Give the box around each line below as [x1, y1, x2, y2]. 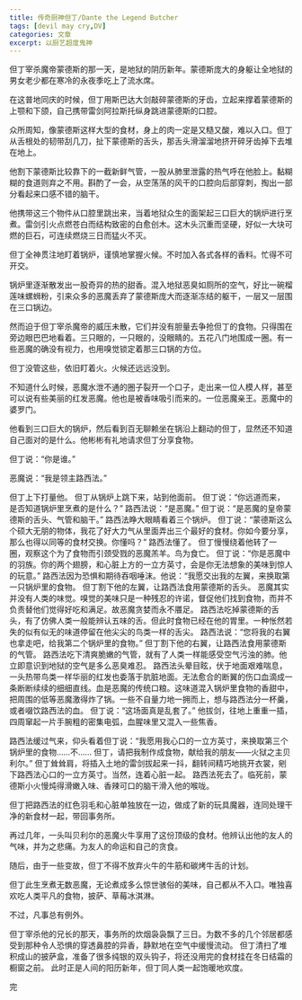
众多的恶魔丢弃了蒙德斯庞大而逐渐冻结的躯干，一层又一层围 [71, 291, 293, 302]
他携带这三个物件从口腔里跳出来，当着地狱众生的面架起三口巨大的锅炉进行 [9, 208, 285, 218]
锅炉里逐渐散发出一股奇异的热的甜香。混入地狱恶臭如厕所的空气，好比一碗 [9, 279, 285, 290]
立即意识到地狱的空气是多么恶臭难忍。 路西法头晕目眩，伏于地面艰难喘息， [9, 660, 288, 671]
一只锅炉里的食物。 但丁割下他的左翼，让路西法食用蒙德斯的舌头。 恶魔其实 [9, 581, 289, 593]
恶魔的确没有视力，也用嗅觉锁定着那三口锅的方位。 [16, 343, 207, 355]
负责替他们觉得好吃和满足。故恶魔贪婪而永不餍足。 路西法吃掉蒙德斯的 [9, 604, 271, 615]
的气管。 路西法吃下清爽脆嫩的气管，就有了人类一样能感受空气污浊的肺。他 [9, 649, 288, 660]
